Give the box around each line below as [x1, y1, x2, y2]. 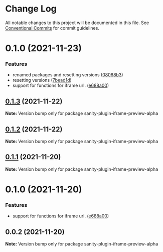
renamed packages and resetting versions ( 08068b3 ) [12, 72, 123, 78]
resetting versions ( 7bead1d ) [12, 77, 72, 83]
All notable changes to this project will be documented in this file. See [5, 20, 149, 26]
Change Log [5, 3, 57, 15]
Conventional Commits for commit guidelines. [5, 25, 99, 31]
